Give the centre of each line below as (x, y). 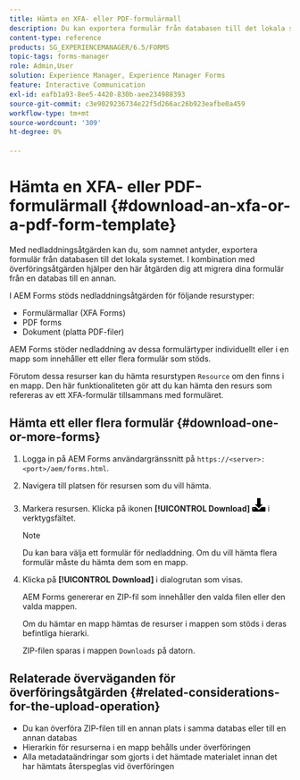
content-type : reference (55, 38)
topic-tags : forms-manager (59, 57)
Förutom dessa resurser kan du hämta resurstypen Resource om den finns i (147, 376)
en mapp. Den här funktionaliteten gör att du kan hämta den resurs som (141, 386)
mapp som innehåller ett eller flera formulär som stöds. (110, 359)
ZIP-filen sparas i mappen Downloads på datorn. (108, 650)
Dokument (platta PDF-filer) (73, 332)
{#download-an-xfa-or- (200, 206)
